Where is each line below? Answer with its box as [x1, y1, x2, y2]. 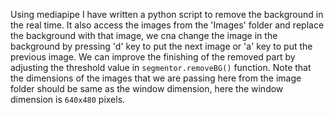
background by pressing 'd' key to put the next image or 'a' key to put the [10, 40, 313, 52]
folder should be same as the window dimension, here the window [10, 83, 284, 94]
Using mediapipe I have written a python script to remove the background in [10, 9, 324, 20]
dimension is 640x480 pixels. [10, 94, 126, 105]
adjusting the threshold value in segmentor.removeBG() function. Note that [10, 62, 312, 73]
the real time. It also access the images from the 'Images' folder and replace [10, 19, 325, 31]
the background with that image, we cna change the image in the [10, 30, 278, 41]
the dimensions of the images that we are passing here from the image [10, 72, 302, 84]
